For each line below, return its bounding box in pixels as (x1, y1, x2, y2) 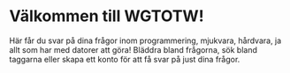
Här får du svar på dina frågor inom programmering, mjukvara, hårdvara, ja (9, 35, 282, 46)
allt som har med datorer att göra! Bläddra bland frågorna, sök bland (9, 44, 258, 55)
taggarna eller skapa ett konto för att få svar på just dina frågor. (9, 54, 240, 64)
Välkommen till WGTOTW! (9, 6, 205, 26)
